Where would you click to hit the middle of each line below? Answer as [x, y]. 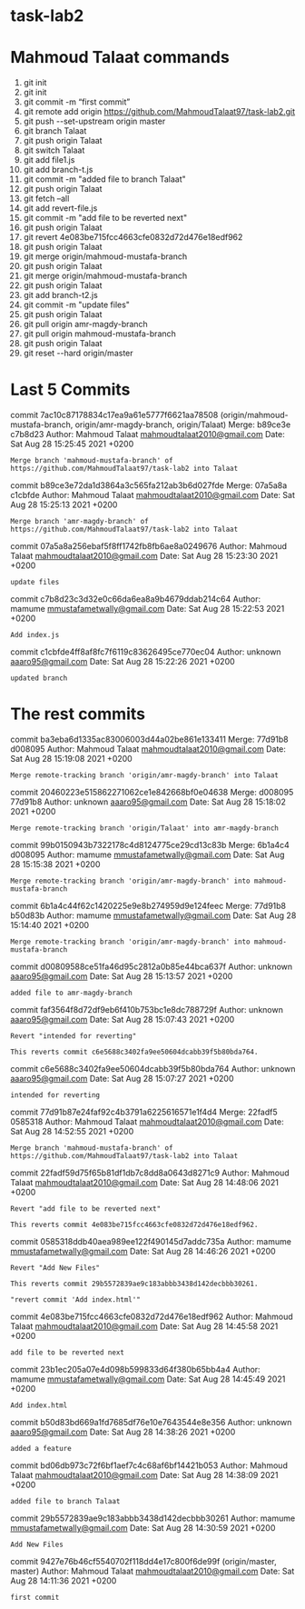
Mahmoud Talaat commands [120, 58]
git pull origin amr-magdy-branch [85, 325]
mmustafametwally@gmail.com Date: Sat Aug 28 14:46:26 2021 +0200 [143, 1251]
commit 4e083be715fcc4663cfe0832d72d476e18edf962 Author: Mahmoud [152, 1316]
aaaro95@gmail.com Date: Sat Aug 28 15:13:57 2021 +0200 [122, 976]
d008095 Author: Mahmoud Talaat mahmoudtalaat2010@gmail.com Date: [148, 749]
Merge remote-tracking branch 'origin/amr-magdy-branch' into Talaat [145, 775]
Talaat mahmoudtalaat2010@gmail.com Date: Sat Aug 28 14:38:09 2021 [145, 1475]
